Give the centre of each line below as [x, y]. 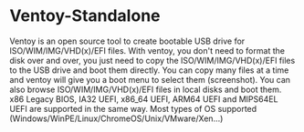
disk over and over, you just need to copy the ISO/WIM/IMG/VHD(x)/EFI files [152, 60]
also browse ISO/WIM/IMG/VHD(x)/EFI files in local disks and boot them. [146, 89]
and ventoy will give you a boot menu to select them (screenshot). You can [150, 79]
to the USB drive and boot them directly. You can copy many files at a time [149, 70]
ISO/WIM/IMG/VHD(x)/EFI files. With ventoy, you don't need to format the [147, 50]
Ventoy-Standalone [85, 16]
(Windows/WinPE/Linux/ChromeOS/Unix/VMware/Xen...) [116, 118]
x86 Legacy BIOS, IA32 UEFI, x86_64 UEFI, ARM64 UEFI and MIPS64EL [144, 99]
